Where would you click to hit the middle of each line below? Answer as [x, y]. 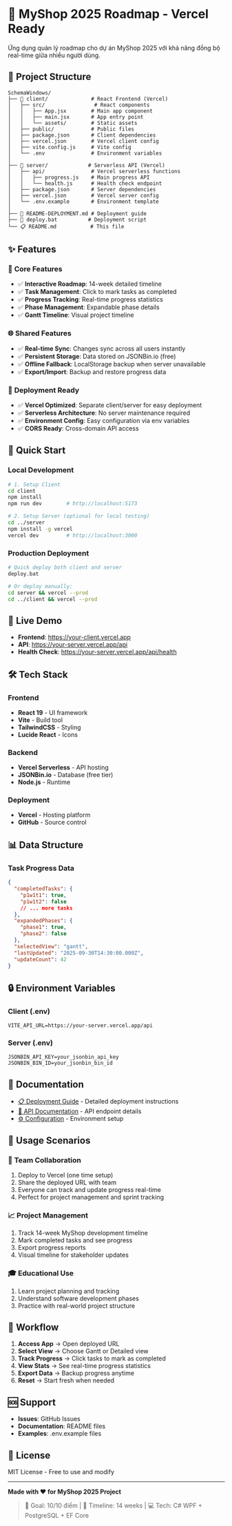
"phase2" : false [44, 934]
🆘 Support [32, 1402]
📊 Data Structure [46, 845]
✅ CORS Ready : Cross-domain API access [78, 429]
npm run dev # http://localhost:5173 [73, 504]
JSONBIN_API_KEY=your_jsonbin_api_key [63, 1057]
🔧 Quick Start [37, 450]
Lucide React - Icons [48, 734]
